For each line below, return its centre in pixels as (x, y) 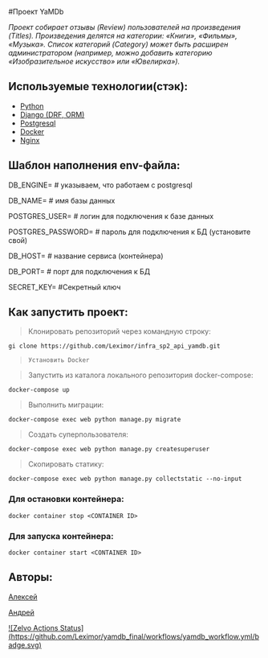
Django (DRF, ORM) (52, 114)
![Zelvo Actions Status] (46, 627)
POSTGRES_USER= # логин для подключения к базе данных (111, 216)
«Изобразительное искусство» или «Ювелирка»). (94, 61)
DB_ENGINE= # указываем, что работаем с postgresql (100, 185)
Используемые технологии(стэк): (98, 86)
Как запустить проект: (68, 313)
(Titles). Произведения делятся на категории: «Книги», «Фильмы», (123, 36)
